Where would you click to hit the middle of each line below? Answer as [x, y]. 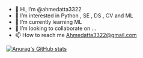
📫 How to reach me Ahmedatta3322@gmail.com [76, 35]
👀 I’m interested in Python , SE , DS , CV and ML [74, 16]
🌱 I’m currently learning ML [48, 22]
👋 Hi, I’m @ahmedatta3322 [48, 9]
